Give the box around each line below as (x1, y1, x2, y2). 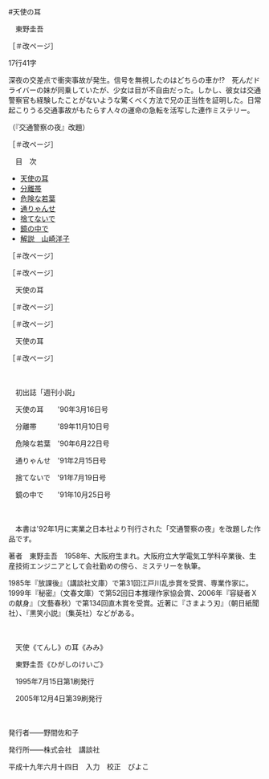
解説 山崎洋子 (19, 234, 70, 243)
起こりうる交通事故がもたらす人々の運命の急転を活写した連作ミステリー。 (8, 105, 255, 115)
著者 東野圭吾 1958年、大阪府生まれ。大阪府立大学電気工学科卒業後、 (8, 551, 250, 561)
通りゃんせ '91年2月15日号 (14, 456, 107, 465)
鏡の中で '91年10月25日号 (14, 490, 111, 500)
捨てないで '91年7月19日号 (14, 473, 107, 482)
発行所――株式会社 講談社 (8, 745, 100, 754)
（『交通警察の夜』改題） (8, 123, 90, 132)
